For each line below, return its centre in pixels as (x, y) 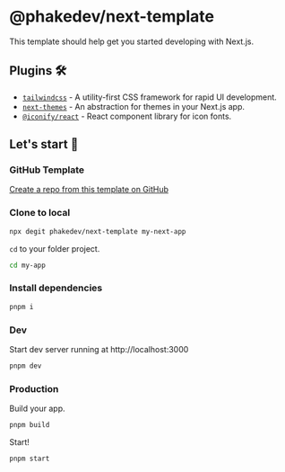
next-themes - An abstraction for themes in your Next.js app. (133, 106)
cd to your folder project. (55, 248)
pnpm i (22, 307)
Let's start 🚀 (44, 144)
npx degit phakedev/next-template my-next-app (98, 231)
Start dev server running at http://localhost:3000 (99, 349)
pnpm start (30, 459)
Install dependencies (56, 288)
